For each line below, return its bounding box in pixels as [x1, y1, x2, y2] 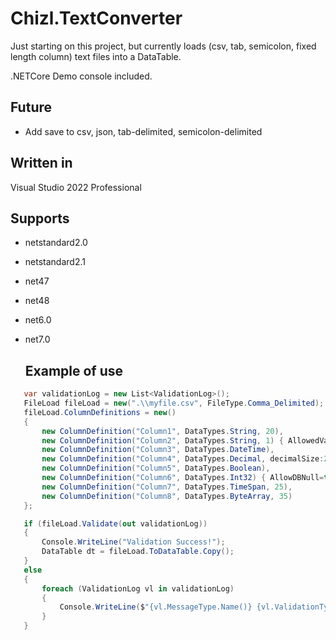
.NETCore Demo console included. [10, 70, 153, 82]
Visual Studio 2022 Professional [10, 181, 142, 193]
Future [10, 99, 53, 116]
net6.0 [24, 314, 52, 326]
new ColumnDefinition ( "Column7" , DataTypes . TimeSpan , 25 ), [41, 482, 293, 492]
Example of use [24, 362, 124, 379]
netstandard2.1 [24, 256, 86, 268]
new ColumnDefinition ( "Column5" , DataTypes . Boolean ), [41, 463, 271, 474]
